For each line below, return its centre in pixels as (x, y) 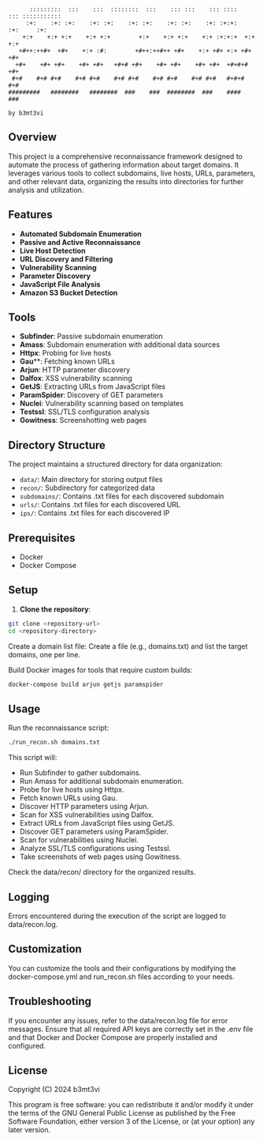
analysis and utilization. (46, 190)
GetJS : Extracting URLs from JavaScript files (93, 386)
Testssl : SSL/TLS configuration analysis (84, 412)
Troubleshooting (50, 1002)
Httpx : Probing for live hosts (65, 353)
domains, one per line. (44, 654)
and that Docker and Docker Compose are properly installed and (113, 1037)
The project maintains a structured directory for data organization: (115, 464)
